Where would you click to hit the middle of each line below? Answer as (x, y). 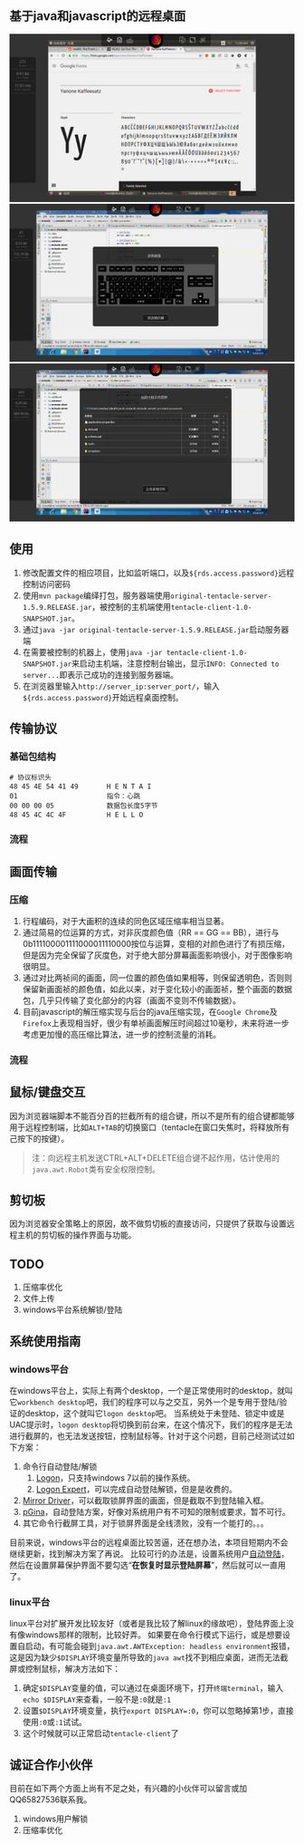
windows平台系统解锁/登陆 (72, 1310)
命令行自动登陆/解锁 (60, 1466)
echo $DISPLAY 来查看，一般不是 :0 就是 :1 (97, 1699)
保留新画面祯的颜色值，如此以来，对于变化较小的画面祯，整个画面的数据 (157, 989)
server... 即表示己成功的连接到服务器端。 (100, 674)
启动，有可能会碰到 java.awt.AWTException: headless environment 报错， (160, 1646)
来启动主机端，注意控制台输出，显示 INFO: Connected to (175, 663)
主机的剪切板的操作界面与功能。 (76, 1235)
